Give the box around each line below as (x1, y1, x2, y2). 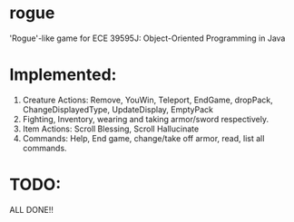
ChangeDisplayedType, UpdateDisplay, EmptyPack (22, 103, 214, 115)
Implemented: (9, 64, 117, 85)
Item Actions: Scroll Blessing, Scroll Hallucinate (22, 123, 200, 134)
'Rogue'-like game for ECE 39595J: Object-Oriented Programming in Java (9, 33, 286, 43)
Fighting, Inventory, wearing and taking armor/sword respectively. (22, 113, 269, 124)
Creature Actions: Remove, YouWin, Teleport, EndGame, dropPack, (22, 94, 274, 105)
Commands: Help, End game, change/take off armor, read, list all (22, 132, 265, 143)
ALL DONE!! (9, 204, 54, 215)
